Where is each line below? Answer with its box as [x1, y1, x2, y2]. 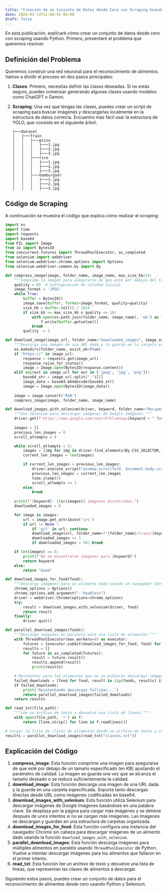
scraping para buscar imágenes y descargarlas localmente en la [12, 109, 144, 115]
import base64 [5, 236, 35, 241]
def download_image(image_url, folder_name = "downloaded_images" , [5, 337, 143, 343]
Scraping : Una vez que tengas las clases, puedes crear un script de [12, 104, 152, 110]
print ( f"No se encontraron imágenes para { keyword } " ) [23, 554, 137, 559]
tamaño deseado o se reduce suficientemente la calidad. [12, 776, 129, 782]
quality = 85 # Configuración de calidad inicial [14, 282, 121, 287]
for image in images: [14, 512, 59, 517]
